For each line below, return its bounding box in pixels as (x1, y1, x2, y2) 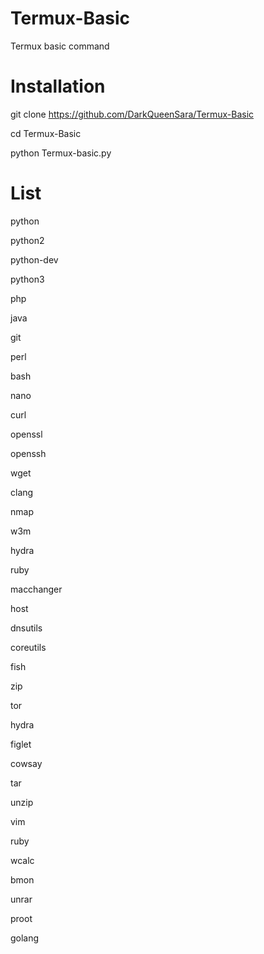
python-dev (10, 253, 59, 266)
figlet (10, 738, 32, 750)
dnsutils (10, 622, 43, 634)
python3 (10, 273, 45, 285)
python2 (10, 234, 45, 246)
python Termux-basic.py (10, 147, 112, 159)
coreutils (10, 641, 47, 653)
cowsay (10, 757, 43, 769)
